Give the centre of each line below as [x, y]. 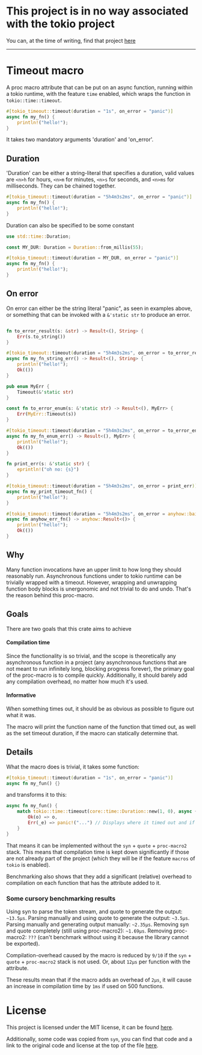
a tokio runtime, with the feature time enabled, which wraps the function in [99, 93]
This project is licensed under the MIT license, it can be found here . [90, 1027]
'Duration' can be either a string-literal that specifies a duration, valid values [100, 173]
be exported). [23, 944]
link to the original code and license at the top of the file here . [82, 1045]
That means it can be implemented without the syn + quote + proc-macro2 [97, 845]
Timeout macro [45, 71]
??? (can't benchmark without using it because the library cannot [109, 937]
